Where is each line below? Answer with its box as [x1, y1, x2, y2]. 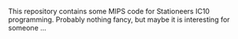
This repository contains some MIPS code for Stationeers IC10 [8, 7, 210, 16]
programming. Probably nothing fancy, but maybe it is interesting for [8, 15, 230, 24]
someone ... [8, 23, 47, 32]
